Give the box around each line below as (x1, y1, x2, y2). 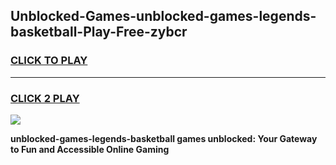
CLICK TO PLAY (10, 54, 88, 68)
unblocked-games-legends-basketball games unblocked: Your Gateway (10, 132, 318, 144)
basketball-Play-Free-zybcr (10, 24, 188, 41)
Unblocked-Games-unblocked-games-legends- (10, 8, 317, 25)
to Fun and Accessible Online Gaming (10, 143, 170, 155)
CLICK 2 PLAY (10, 91, 80, 105)
